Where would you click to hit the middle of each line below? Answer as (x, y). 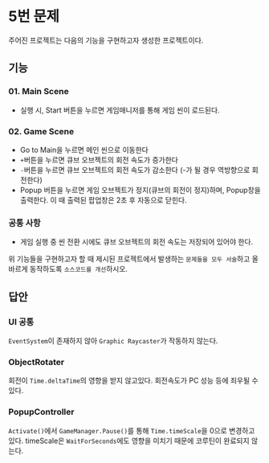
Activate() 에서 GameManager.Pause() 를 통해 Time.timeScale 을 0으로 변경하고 (132, 430)
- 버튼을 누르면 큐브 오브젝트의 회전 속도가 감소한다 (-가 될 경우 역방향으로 (135, 170)
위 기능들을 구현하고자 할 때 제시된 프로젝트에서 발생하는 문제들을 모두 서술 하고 (129, 259)
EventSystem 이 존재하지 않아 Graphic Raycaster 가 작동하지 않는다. (113, 340)
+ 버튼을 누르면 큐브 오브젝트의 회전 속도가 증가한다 (99, 160)
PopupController (41, 412)
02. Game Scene (41, 131)
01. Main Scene (39, 92)
